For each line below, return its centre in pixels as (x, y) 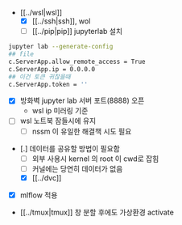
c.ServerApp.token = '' (48, 84)
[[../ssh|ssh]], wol (61, 21)
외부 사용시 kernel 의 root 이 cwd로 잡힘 (95, 159)
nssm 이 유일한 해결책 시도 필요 (82, 131)
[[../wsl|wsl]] (41, 13)
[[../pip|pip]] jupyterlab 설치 (77, 32)
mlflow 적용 (39, 195)
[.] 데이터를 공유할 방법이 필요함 (70, 148)
